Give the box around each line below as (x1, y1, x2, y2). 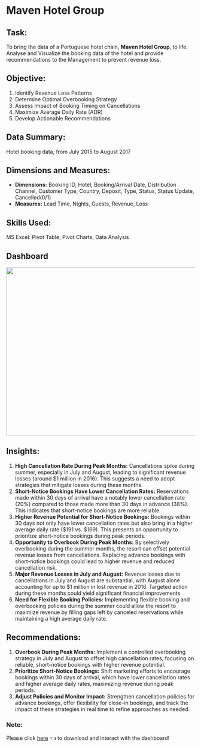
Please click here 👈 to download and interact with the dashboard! (6, 734, 170, 742)
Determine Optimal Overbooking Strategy (14, 95, 117, 102)
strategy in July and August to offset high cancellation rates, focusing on (14, 654, 194, 662)
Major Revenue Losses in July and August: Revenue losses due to (14, 570, 181, 577)
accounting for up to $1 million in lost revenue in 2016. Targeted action (14, 583, 188, 590)
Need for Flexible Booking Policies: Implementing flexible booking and (14, 595, 190, 603)
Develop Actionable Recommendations (14, 114, 111, 122)
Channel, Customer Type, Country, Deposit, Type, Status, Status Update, (14, 187, 194, 195)
